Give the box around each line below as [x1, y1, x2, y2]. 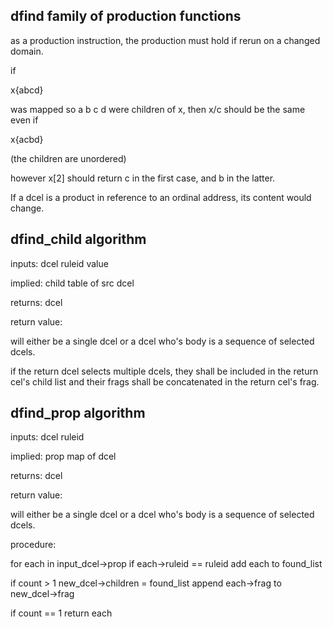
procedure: [10, 539, 57, 551]
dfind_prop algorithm [10, 405, 146, 422]
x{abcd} [10, 84, 44, 96]
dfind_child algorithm [10, 231, 147, 248]
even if [10, 114, 39, 126]
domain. [10, 45, 44, 57]
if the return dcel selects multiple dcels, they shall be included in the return [10, 365, 319, 377]
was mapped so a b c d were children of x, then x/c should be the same [10, 103, 306, 115]
